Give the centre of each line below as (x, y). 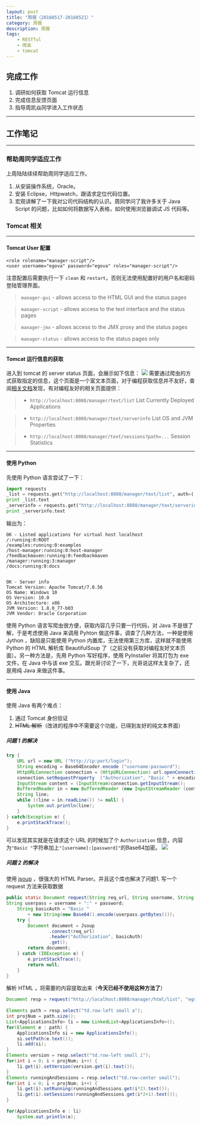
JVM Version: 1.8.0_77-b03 (40, 608)
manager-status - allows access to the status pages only (90, 339)
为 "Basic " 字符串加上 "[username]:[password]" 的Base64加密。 (83, 848)
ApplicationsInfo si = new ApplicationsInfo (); (77, 1033)
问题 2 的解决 (22, 862)
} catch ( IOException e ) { (51, 954)
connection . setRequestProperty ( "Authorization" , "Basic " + (96, 778)
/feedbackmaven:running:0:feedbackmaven (57, 555)
